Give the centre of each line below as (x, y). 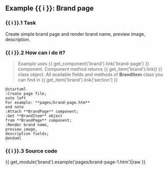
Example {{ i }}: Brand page (50, 8)
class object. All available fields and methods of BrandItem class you (90, 74)
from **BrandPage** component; (39, 120)
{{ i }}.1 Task (21, 23)
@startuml (16, 89)
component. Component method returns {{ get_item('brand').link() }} (90, 69)
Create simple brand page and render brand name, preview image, (75, 34)
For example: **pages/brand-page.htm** (48, 102)
